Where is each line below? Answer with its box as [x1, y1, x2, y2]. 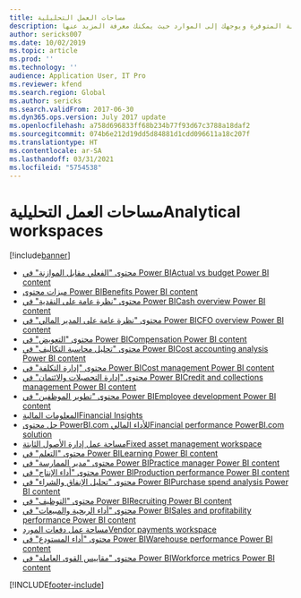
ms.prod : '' [9, 55, 54, 64]
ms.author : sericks [9, 96, 82, 106]
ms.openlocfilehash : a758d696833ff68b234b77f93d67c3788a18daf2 [9, 122, 251, 131]
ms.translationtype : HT [9, 138, 99, 147]
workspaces [9, 220, 104, 241]
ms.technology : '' [9, 64, 78, 73]
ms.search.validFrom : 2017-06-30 [9, 105, 134, 114]
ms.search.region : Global [9, 88, 106, 97]
